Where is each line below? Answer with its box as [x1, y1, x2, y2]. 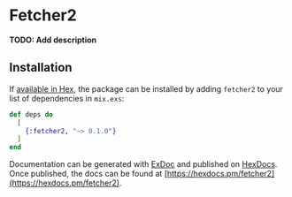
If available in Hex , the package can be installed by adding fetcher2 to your [9, 83, 283, 94]
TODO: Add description [9, 34, 97, 45]
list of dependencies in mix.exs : [9, 93, 125, 103]
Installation [9, 60, 73, 75]
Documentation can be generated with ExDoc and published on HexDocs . [9, 159, 278, 170]
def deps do [9, 110, 53, 119]
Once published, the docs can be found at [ [9, 169, 168, 179]
